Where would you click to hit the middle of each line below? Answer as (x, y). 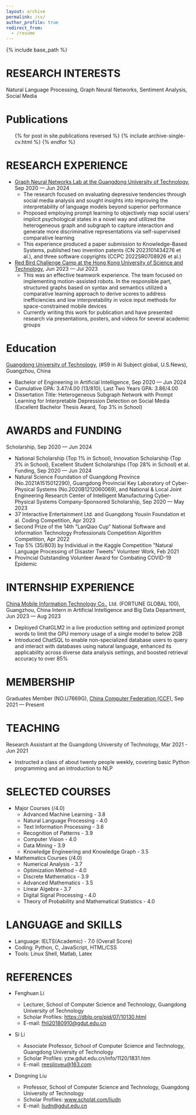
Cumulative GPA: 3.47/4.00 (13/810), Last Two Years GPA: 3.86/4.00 (96, 388)
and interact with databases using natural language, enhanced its (93, 646)
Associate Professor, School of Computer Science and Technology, (104, 1046)
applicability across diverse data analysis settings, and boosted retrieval (101, 652)
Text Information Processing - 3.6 (63, 827)
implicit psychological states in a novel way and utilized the (94, 219)
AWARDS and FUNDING (64, 431)
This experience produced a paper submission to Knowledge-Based (105, 244)
